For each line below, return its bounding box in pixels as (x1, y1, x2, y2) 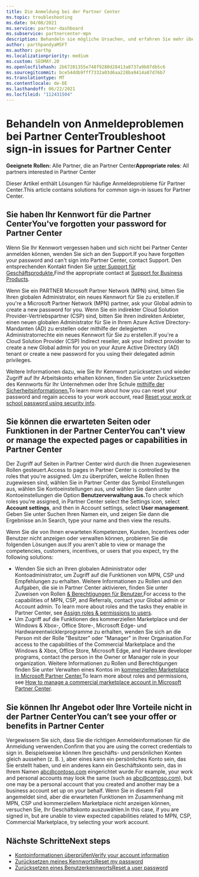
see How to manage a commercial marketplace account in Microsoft (14, 679, 182, 686)
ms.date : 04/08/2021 (6, 20, 57, 26)
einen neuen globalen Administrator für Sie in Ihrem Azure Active (6, 318, 165, 325)
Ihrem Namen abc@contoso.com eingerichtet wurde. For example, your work (6, 768, 193, 775)
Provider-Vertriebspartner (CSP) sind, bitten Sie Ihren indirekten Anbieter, (6, 312, 185, 319)
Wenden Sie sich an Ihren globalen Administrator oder (14, 565, 147, 572)
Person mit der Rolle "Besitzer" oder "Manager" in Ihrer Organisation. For (14, 635, 192, 642)
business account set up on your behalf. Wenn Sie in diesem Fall (6, 787, 163, 794)
